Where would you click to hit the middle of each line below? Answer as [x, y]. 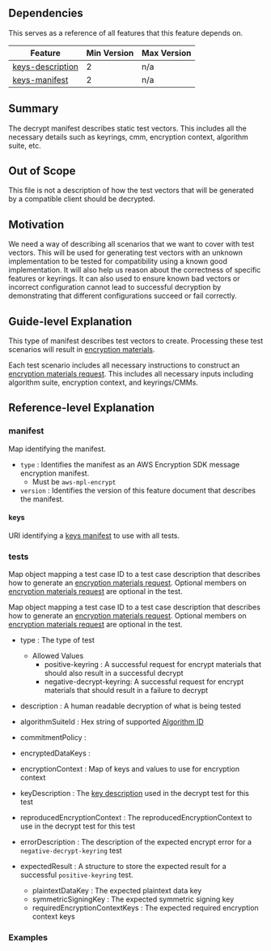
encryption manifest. [55, 473]
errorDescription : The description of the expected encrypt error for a [136, 842]
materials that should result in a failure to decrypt [126, 691]
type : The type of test [57, 640]
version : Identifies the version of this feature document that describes [138, 490]
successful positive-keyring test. [76, 875]
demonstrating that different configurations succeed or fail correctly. [123, 296]
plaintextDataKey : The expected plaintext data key [117, 891]
